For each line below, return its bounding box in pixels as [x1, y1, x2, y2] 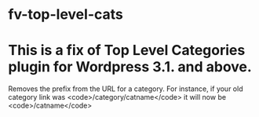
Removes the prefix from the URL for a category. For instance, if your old [8, 84, 243, 93]
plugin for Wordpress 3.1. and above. [8, 58, 253, 76]
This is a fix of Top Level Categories [8, 42, 246, 60]
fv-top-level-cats [8, 5, 123, 24]
